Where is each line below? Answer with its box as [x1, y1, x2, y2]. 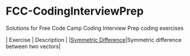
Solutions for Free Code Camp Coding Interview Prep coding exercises [5, 24, 184, 32]
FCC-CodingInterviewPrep [5, 4, 144, 18]
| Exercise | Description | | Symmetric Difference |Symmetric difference [5, 36, 182, 43]
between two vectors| [5, 43, 61, 50]
